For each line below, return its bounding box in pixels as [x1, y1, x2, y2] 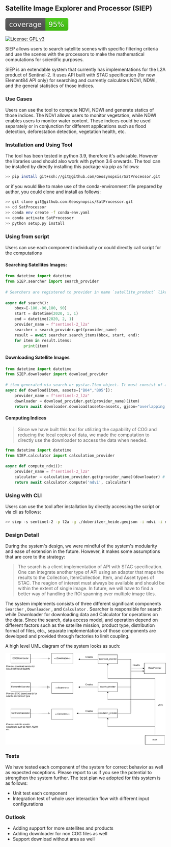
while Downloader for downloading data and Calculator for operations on [5, 612, 158, 618]
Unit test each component [12, 790, 68, 797]
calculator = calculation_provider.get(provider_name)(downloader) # [14, 474, 165, 480]
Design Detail [5, 532, 39, 539]
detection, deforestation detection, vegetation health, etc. [5, 128, 126, 135]
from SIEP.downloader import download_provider [5, 372, 108, 377]
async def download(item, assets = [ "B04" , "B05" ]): [5, 388, 113, 393]
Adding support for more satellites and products [12, 825, 113, 831]
